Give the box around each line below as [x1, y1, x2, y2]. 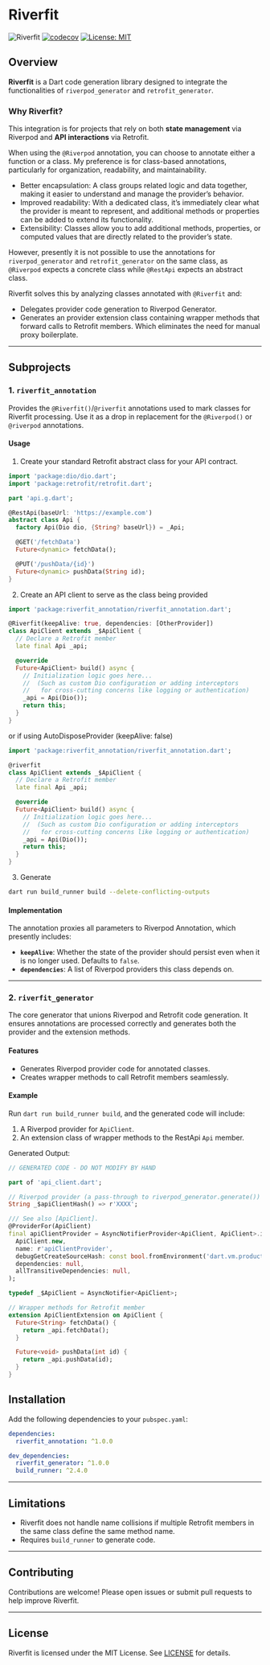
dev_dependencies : [8, 1452, 70, 1460]
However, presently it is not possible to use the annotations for [8, 248, 215, 257]
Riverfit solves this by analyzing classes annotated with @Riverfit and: [8, 289, 243, 298]
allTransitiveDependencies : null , [15, 1267, 131, 1276]
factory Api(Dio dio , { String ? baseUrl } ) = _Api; [15, 524, 185, 532]
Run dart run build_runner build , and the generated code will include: [8, 1108, 245, 1118]
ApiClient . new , [15, 1237, 67, 1245]
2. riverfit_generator [8, 992, 94, 1003]
